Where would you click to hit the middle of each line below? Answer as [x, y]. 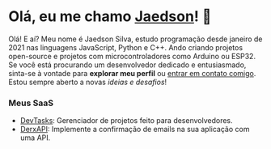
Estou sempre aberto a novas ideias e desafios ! [88, 82]
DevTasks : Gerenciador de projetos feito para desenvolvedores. [126, 121]
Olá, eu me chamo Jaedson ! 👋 [110, 17]
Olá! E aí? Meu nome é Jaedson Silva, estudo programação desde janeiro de [135, 39]
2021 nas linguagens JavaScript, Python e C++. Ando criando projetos [126, 47]
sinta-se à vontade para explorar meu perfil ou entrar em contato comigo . [132, 73]
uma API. [35, 138]
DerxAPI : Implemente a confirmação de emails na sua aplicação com [135, 130]
